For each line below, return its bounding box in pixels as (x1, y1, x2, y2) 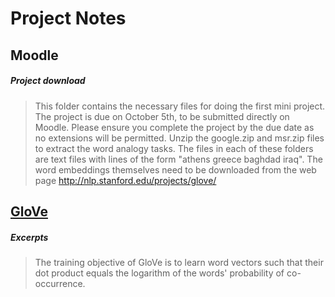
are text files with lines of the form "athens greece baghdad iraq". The (34, 153, 323, 165)
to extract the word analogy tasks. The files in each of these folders (34, 142, 314, 154)
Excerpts (10, 231, 49, 243)
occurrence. (34, 277, 86, 289)
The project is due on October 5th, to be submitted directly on (34, 110, 290, 122)
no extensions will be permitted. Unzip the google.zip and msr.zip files (34, 132, 325, 144)
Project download (10, 75, 86, 87)
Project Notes (10, 7, 127, 30)
